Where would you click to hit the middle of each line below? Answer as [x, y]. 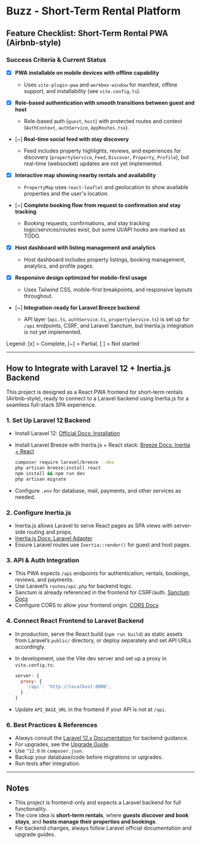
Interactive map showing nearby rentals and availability [86, 175]
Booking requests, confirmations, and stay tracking [87, 223]
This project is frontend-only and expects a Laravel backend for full [98, 803]
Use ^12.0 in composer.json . [49, 751]
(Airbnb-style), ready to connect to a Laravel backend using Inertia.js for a [98, 398]
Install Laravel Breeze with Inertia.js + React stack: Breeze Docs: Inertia [102, 445]
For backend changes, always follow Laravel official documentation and [103, 828]
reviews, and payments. [44, 580]
